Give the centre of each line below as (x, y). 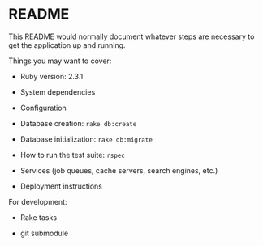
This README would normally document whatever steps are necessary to (131, 36)
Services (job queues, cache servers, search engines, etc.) (119, 170)
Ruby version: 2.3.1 (52, 76)
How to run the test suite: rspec (73, 155)
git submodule (44, 233)
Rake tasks (39, 217)
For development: (38, 201)
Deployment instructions (61, 186)
